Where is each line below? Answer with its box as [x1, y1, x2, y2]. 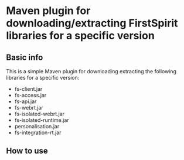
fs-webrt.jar [14, 104, 44, 111]
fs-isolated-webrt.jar [14, 110, 65, 117]
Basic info [6, 52, 43, 62]
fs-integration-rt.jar [14, 129, 62, 136]
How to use [6, 146, 48, 156]
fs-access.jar [14, 92, 47, 98]
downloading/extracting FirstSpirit [6, 16, 178, 30]
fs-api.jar [14, 98, 37, 105]
